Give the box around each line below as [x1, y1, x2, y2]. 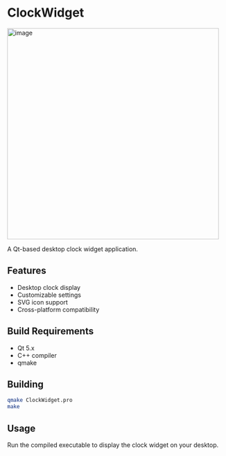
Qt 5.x [17, 344, 35, 352]
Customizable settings [17, 291, 82, 299]
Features [7, 265, 46, 277]
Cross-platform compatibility [17, 305, 100, 313]
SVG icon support [17, 298, 68, 306]
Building [7, 379, 44, 390]
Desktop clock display [17, 283, 81, 291]
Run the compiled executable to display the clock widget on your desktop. [7, 441, 219, 449]
